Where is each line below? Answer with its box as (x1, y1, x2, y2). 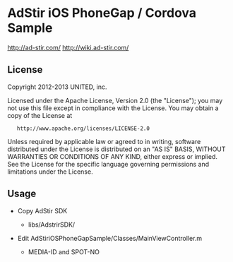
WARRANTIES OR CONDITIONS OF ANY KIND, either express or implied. (7, 152, 217, 160)
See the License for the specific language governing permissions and (7, 160, 210, 168)
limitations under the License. (7, 167, 93, 176)
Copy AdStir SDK (17, 206, 68, 215)
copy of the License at (7, 111, 73, 119)
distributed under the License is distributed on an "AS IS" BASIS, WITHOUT (7, 145, 226, 153)
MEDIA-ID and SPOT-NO (28, 247, 100, 256)
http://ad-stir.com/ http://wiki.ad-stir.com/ (7, 43, 129, 52)
